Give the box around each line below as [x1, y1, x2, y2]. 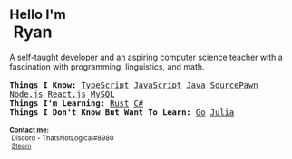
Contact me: [9, 126, 50, 135]
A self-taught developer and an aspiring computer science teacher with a [9, 51, 283, 62]
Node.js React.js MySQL [9, 89, 115, 99]
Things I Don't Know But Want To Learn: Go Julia [9, 107, 235, 117]
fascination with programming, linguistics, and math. [9, 61, 206, 72]
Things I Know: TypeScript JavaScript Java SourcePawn [9, 79, 258, 90]
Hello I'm [9, 5, 66, 23]
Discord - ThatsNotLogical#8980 [11, 133, 115, 143]
